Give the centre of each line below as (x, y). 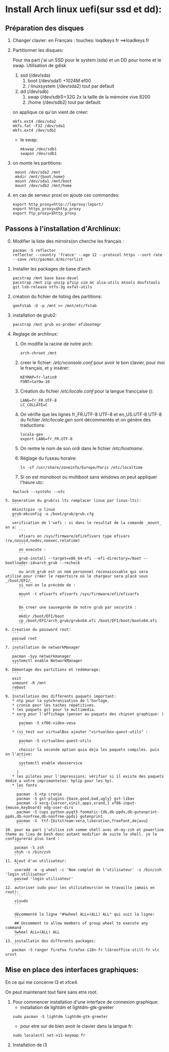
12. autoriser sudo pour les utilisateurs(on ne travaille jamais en (80, 888)
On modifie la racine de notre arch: (56, 344)
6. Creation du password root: (38, 629)
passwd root (25, 638)
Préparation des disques (45, 28)
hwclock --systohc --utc (39, 492)
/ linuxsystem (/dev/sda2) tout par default (71, 86)
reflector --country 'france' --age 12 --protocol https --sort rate (88, 255)
